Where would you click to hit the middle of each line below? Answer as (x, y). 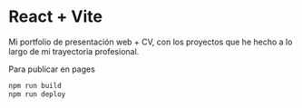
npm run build (35, 85)
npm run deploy (37, 94)
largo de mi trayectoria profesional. (74, 51)
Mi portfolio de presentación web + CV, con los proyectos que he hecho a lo (151, 42)
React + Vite (56, 17)
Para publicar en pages (52, 69)
